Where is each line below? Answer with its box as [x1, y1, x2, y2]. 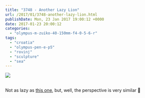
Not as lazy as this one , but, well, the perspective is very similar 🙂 [5, 87, 141, 93]
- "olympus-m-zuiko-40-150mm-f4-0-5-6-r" [10, 31, 98, 36]
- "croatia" [10, 40, 35, 45]
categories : [5, 26, 30, 31]
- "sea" [10, 59, 26, 64]
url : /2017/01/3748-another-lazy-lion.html [5, 12, 98, 17]
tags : [5, 36, 17, 41]
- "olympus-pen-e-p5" [10, 45, 55, 50]
